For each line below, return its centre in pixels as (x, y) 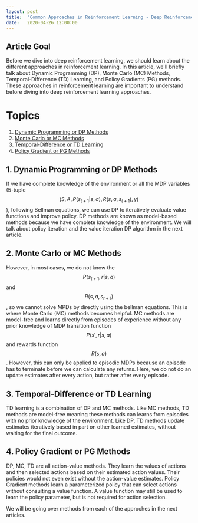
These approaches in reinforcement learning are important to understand (95, 85)
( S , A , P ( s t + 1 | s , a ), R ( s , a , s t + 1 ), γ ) (99, 200)
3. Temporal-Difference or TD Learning (79, 394)
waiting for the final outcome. (42, 433)
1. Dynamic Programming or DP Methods (82, 170)
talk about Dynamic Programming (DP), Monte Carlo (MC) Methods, (88, 73)
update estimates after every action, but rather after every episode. (88, 376)
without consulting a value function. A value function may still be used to (94, 491)
